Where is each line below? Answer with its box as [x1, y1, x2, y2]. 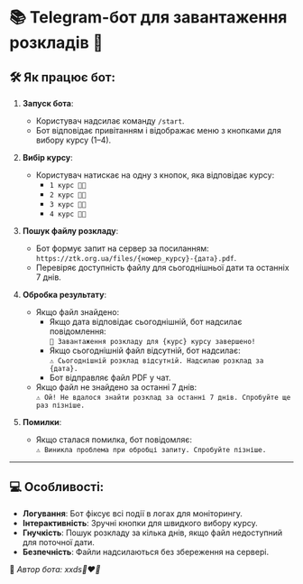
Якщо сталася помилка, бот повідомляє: [35, 434, 192, 445]
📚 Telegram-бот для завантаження [9, 7, 288, 28]
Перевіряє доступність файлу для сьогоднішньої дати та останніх [35, 263, 290, 273]
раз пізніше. [35, 401, 86, 410]
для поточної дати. [22, 536, 95, 547]
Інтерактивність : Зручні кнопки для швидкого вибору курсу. [22, 517, 259, 528]
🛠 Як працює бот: [9, 70, 115, 85]
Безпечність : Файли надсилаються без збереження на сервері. [22, 546, 269, 557]
